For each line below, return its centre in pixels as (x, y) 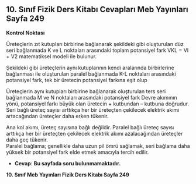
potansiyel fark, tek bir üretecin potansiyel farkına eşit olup (77, 80)
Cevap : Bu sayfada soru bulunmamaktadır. (68, 163)
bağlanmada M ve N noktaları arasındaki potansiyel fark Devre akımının (92, 97)
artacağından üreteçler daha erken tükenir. (57, 116)
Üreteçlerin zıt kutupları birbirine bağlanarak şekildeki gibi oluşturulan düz (95, 44)
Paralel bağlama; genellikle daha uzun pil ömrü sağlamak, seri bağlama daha (98, 146)
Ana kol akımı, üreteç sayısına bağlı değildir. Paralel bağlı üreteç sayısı (90, 127)
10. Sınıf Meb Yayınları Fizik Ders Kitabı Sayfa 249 (68, 175)
